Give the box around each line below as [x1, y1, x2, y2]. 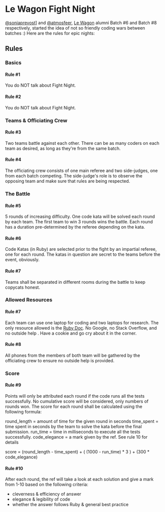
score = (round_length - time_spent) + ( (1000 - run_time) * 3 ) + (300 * [5, 448, 150, 454]
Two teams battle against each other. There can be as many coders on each [5, 140, 160, 146]
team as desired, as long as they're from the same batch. [5, 145, 121, 151]
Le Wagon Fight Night [5, 3, 96, 15]
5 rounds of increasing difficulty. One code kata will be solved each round [5, 213, 155, 220]
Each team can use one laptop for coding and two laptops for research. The [5, 319, 159, 326]
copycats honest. [5, 284, 40, 290]
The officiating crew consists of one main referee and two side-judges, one [5, 168, 158, 173]
